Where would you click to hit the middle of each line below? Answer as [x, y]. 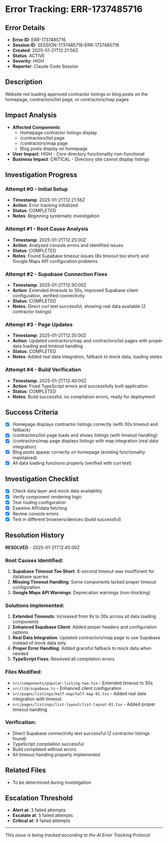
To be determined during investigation [52, 782]
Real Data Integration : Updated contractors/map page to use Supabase [86, 638]
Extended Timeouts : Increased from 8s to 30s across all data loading [84, 616]
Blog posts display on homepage [53, 148]
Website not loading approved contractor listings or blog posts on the [77, 94]
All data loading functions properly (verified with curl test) [72, 463]
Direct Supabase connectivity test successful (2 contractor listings [81, 733]
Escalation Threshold [39, 798]
